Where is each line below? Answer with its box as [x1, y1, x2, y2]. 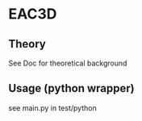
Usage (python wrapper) [8, 81, 135, 95]
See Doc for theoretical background [8, 58, 127, 68]
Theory [8, 37, 47, 51]
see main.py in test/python [8, 102, 97, 113]
